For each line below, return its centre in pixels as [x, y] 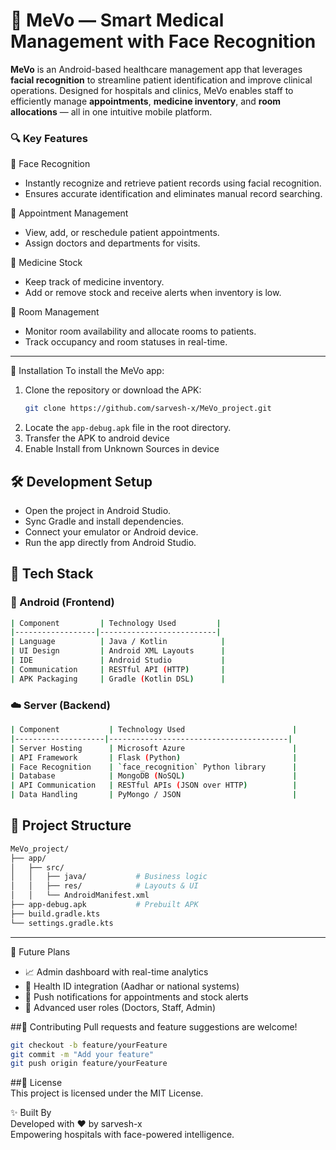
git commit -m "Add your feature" [82, 1054]
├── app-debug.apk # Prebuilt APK [104, 905]
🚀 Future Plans [40, 951]
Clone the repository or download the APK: [113, 390]
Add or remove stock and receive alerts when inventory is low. [153, 293]
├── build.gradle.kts [55, 914]
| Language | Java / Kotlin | [118, 642]
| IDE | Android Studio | [118, 660]
